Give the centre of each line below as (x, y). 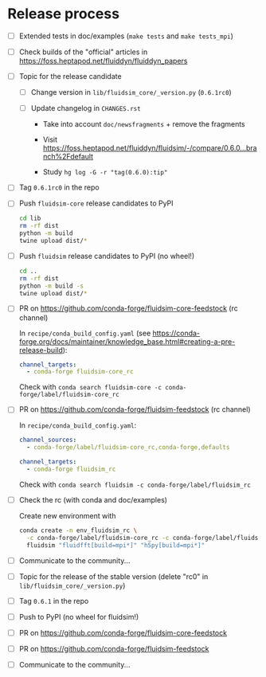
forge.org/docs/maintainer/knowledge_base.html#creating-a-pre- (127, 341)
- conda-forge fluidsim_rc (71, 469)
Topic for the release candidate (70, 76)
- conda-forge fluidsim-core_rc (80, 372)
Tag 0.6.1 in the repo (54, 601)
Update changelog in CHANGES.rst (86, 108)
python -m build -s (51, 286)
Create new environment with (67, 515)
